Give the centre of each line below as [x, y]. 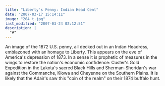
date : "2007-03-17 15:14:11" [35, 14]
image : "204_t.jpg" [25, 19]
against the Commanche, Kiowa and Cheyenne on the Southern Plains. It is [82, 73]
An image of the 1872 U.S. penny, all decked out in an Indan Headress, [77, 47]
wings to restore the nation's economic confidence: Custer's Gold [72, 63]
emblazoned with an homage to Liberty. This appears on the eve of [74, 52]
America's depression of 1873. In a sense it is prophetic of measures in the [81, 57]
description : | [21, 28]
